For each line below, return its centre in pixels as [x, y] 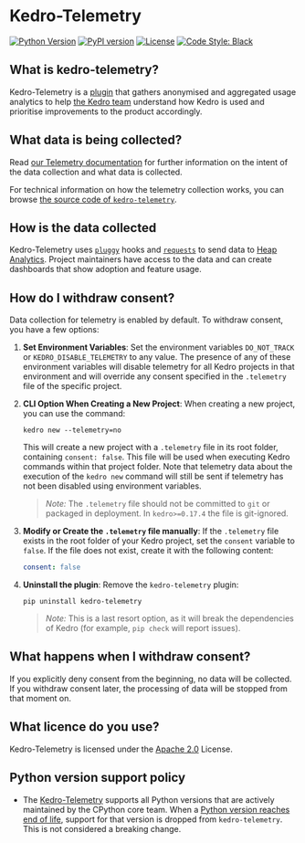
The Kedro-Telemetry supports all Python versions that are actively [149, 799]
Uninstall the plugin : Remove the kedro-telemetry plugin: [131, 585]
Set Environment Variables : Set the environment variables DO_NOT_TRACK [158, 347]
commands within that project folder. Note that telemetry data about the [158, 467]
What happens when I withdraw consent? [130, 657]
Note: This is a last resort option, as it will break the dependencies [170, 618]
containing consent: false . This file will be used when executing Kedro [156, 457]
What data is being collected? [96, 140]
